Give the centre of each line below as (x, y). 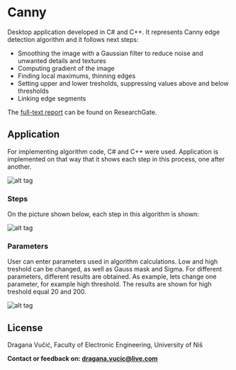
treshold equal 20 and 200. (47, 292)
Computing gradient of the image (66, 68)
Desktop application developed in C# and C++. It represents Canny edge (114, 32)
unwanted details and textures (62, 60)
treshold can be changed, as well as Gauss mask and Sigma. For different (114, 269)
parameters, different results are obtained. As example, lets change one (112, 276)
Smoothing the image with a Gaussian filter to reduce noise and (110, 53)
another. (19, 167)
